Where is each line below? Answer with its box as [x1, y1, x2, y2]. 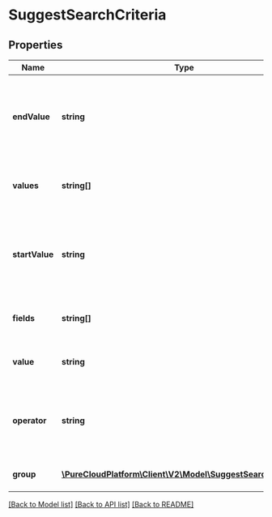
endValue [12, 111, 50, 122]
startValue [12, 249, 54, 260]
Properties [8, 38, 63, 52]
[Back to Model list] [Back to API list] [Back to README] [8, 500, 194, 509]
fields [12, 313, 35, 323]
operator [12, 415, 47, 426]
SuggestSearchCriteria [8, 6, 167, 24]
